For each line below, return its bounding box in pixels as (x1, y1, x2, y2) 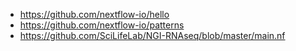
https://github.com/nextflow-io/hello (19, 9, 170, 20)
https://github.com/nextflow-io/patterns (19, 19, 185, 31)
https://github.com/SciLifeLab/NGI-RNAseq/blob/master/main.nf (19, 30, 286, 41)
